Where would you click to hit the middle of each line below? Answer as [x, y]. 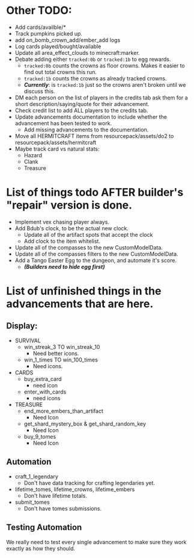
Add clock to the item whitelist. [62, 241]
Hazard [33, 155]
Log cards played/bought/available [58, 46]
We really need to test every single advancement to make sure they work [96, 542]
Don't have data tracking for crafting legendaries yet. [89, 483]
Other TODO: [39, 11]
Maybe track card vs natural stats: [57, 149]
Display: [22, 326]
